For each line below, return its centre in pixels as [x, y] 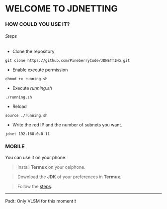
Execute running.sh [32, 88]
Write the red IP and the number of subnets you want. [67, 125]
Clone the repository [33, 52]
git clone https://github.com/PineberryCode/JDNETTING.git [68, 61]
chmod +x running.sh [27, 79]
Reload [20, 106]
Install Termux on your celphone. [51, 167]
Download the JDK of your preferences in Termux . [69, 177]
